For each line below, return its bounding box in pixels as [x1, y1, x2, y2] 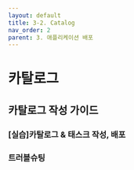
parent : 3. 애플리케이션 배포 [8, 33, 94, 42]
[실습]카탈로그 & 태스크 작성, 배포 [8, 129, 126, 140]
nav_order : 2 [8, 26, 51, 34]
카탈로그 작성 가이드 [8, 103, 99, 116]
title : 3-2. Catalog [8, 19, 76, 27]
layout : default [8, 11, 61, 20]
